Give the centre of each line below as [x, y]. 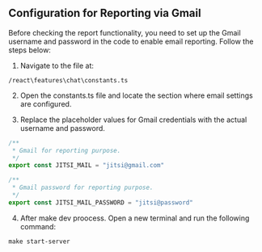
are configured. [46, 103]
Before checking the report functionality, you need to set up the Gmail [125, 32]
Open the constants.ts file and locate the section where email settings [136, 95]
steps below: [30, 50]
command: [38, 226]
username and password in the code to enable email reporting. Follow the [131, 41]
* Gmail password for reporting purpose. [82, 188]
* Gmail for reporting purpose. [66, 150]
